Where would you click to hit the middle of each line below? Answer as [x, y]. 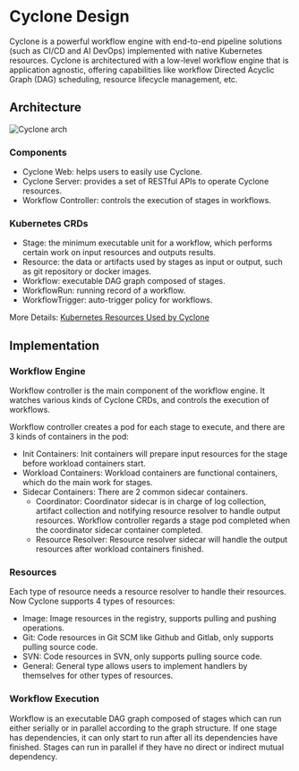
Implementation [55, 345]
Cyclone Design [69, 17]
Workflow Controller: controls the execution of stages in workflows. [146, 201]
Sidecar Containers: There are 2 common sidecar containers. [135, 492]
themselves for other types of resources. [98, 676]
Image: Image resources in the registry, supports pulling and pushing [149, 619]
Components [38, 152]
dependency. [34, 756]
